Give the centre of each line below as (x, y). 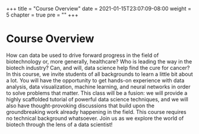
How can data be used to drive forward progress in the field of (83, 55)
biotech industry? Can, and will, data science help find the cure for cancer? (98, 68)
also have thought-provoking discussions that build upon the (80, 106)
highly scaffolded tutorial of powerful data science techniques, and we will (97, 99)
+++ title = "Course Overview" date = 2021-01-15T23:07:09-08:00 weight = (99, 9)
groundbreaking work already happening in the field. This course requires (97, 111)
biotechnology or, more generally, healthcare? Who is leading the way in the (99, 61)
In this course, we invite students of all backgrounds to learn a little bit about (99, 74)
